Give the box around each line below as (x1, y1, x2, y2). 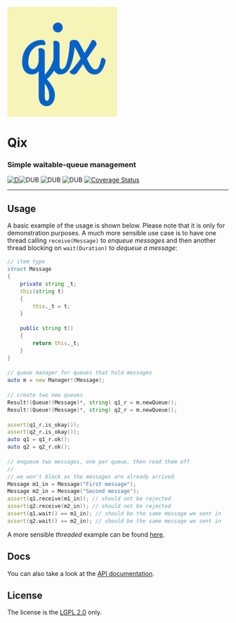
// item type (7, 258, 46, 265)
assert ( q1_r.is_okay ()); (7, 421, 80, 428)
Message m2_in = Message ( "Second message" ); (7, 488, 140, 495)
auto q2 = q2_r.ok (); (7, 443, 71, 451)
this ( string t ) (20, 288, 65, 295)
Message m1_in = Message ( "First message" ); (7, 480, 137, 487)
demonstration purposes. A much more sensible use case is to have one (7, 229, 216, 237)
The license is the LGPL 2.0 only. (7, 608, 102, 617)
